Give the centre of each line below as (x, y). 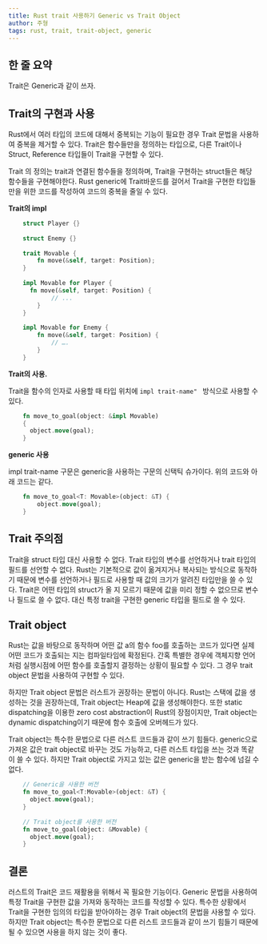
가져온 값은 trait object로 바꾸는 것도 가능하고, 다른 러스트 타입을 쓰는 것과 (124, 749)
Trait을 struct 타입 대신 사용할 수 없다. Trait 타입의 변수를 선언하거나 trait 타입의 (132, 559)
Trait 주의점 (36, 538)
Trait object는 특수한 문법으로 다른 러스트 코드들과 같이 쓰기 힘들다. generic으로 (133, 739)
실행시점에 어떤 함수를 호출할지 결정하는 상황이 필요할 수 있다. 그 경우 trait (138, 665)
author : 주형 (28, 23)
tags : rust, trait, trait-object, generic (80, 30)
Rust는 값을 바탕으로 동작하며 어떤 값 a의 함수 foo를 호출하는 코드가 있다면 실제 (132, 645)
